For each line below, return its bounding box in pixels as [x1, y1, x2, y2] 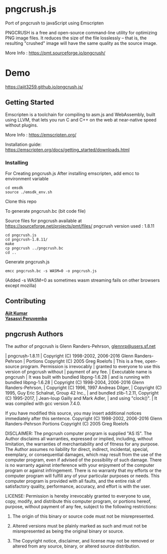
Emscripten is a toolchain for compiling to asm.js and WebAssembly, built [5, 111, 156, 118]
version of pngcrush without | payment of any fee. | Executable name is [5, 369, 152, 375]
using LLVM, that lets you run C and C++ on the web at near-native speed [5, 117, 157, 123]
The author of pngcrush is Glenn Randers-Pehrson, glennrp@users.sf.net [5, 343, 156, 349]
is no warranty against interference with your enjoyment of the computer [5, 462, 155, 468]
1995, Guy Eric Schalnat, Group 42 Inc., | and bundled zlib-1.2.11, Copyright [5, 390, 159, 396]
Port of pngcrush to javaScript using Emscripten [5, 20, 104, 26]
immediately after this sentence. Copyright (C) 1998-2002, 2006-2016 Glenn [5, 415, 163, 421]
